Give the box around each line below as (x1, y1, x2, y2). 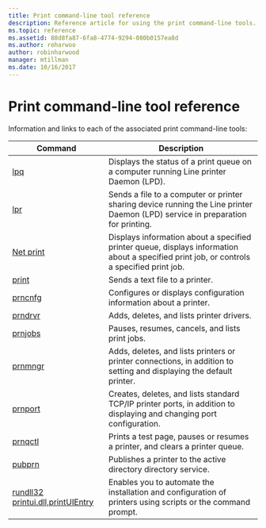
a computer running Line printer (108, 166, 227, 177)
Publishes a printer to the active (108, 453, 226, 464)
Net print (12, 246, 45, 257)
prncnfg (12, 291, 42, 303)
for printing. (108, 218, 152, 229)
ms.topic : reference (8, 26, 77, 34)
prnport (12, 403, 41, 414)
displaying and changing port (108, 408, 218, 419)
